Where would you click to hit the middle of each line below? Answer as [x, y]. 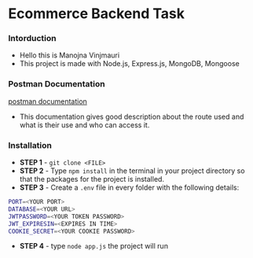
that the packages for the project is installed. [92, 179]
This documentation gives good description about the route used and [132, 116]
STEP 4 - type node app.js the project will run [94, 246]
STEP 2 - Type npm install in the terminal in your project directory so [132, 171]
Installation [30, 145]
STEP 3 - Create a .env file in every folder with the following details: [129, 188]
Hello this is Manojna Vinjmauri [70, 55]
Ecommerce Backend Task [97, 14]
